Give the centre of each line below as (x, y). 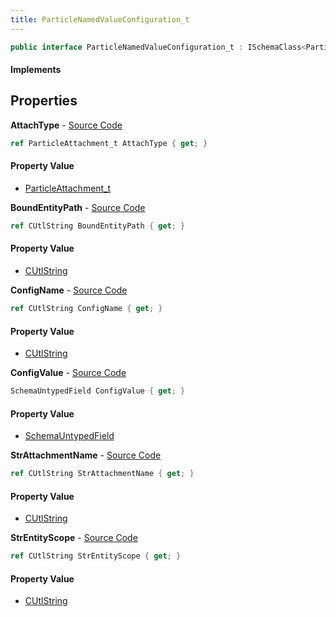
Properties (44, 101)
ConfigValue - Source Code (68, 373)
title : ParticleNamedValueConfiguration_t (100, 19)
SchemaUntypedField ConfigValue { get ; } (98, 391)
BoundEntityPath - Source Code (78, 207)
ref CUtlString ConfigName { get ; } (86, 309)
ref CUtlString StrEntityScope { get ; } (96, 556)
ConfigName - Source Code (69, 290)
